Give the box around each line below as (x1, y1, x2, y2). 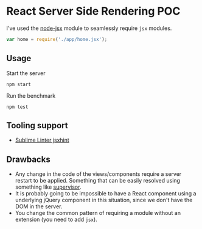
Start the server (6, 69, 46, 77)
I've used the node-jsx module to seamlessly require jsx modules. (6, 24, 172, 32)
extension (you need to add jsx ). (15, 216, 97, 224)
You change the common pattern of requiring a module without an (15, 209, 181, 217)
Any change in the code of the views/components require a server (15, 170, 182, 178)
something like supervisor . (15, 183, 82, 191)
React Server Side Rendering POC (6, 4, 181, 18)
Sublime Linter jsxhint (15, 136, 70, 144)
